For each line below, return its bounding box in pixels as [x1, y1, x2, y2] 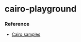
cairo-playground [4, 3, 77, 14]
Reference [4, 21, 30, 28]
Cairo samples [11, 31, 41, 37]
